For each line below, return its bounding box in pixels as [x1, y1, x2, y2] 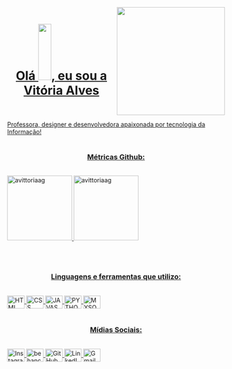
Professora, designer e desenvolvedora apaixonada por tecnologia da [7, 120, 206, 129]
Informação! [7, 127, 42, 135]
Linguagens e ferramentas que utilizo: [50, 272, 182, 282]
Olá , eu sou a [15, 68, 108, 84]
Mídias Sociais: [89, 325, 143, 334]
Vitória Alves [23, 83, 100, 99]
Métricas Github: [87, 152, 145, 162]
